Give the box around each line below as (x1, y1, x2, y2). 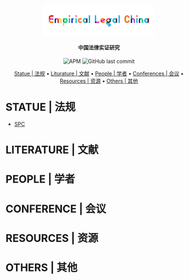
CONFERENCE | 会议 (5, 202, 107, 215)
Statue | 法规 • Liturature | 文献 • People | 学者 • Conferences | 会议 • (14, 70, 184, 77)
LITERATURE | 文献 (5, 143, 99, 157)
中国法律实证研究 (78, 44, 120, 51)
